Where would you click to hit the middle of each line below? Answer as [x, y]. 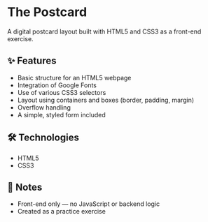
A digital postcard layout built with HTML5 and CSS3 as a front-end [104, 31]
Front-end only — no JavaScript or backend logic [88, 204]
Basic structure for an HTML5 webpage [74, 77]
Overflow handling [44, 107]
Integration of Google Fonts [57, 85]
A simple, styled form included [62, 114]
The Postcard [47, 12]
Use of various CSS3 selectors [62, 92]
